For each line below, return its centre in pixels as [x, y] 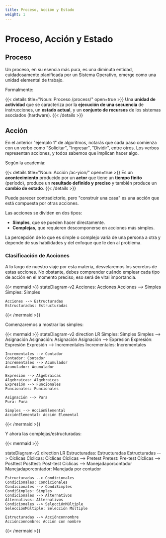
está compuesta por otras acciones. [42, 203]
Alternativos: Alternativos [34, 500]
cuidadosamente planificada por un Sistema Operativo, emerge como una [81, 75]
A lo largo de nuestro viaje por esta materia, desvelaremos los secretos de [81, 266]
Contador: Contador [25, 358]
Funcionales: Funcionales [32, 389]
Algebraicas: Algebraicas [32, 380]
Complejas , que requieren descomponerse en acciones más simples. [83, 228]
